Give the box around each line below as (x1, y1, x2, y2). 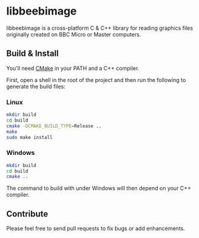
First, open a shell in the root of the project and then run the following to (6, 76, 186, 83)
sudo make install (6, 134, 53, 140)
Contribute (6, 208, 49, 219)
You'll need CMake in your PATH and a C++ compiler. (6, 64, 140, 72)
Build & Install (6, 49, 59, 59)
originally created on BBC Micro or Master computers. (6, 30, 141, 38)
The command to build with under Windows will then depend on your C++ (6, 185, 191, 192)
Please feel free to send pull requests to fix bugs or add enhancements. (6, 225, 185, 232)
